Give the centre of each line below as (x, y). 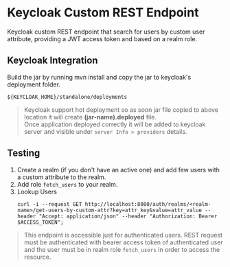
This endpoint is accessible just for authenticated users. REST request (123, 235)
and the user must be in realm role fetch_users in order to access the (122, 249)
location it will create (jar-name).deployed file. (90, 117)
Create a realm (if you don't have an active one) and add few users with (118, 170)
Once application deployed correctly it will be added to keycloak (115, 124)
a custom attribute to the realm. (61, 177)
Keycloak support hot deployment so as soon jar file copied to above (121, 109)
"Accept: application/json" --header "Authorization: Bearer (128, 216)
